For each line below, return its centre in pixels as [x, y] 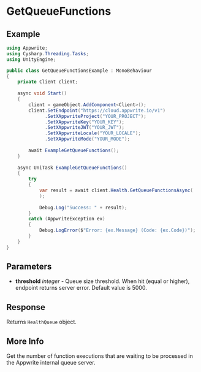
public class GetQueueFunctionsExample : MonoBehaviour [79, 71]
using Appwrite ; [27, 48]
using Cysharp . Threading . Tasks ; [47, 53]
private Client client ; [48, 82]
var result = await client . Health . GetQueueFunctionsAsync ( [116, 190]
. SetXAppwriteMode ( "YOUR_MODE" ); [88, 139]
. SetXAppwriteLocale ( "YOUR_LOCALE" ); [93, 133]
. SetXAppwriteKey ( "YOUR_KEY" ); [85, 122]
